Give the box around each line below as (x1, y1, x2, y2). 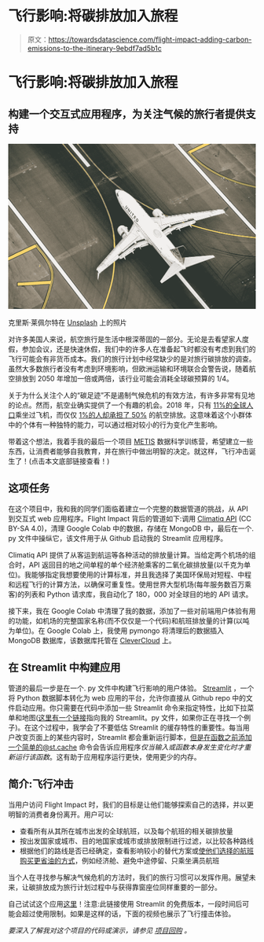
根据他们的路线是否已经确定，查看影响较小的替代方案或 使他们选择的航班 (19, 846, 254, 856)
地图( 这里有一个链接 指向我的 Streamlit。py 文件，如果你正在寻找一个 (21, 712, 244, 722)
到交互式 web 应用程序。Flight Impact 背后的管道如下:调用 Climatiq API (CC (8, 513, 251, 523)
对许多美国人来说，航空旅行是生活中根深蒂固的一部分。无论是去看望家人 (8, 335, 242, 344)
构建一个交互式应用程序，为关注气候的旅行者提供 (8, 107, 246, 120)
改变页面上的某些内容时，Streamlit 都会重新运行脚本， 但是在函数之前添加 (14, 732, 253, 741)
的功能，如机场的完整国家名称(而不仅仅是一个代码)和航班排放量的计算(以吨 (8, 616, 250, 625)
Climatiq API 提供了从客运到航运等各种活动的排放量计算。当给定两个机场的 (8, 550, 249, 559)
